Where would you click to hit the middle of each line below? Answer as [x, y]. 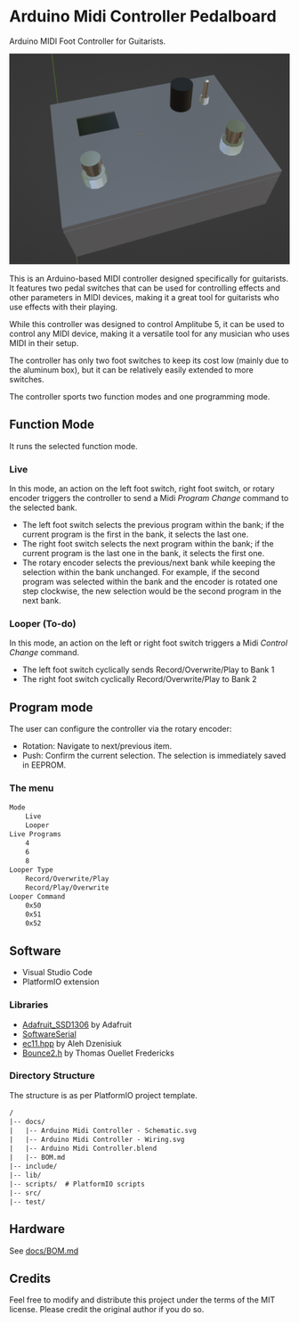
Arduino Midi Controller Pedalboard [143, 16]
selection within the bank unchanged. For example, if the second [141, 572]
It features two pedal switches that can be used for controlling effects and [145, 288]
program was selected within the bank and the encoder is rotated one [150, 582]
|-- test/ [28, 1202]
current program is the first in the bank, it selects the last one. [135, 534]
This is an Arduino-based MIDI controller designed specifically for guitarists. [149, 278]
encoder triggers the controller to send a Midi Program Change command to [149, 498]
